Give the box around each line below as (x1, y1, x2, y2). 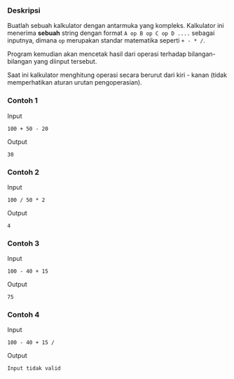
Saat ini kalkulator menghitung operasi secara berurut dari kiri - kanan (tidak (7, 71, 228, 79)
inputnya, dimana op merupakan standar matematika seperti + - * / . (7, 36, 205, 45)
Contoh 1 (7, 96, 39, 106)
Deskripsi (7, 6, 41, 15)
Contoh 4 (7, 310, 40, 320)
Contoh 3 (7, 238, 40, 248)
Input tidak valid (7, 365, 61, 372)
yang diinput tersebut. (34, 57, 97, 66)
